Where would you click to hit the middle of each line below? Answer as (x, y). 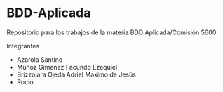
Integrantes (23, 46)
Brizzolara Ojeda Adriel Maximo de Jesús (76, 74)
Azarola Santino (40, 59)
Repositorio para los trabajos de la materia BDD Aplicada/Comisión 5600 (111, 32)
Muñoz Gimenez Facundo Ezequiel (67, 67)
